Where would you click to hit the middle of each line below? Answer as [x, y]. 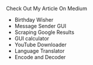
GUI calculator [32, 38]
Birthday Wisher [34, 20]
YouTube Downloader [40, 45]
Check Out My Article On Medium [47, 8]
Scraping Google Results [44, 32]
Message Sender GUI [40, 26]
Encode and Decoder [40, 57]
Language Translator [39, 51]
